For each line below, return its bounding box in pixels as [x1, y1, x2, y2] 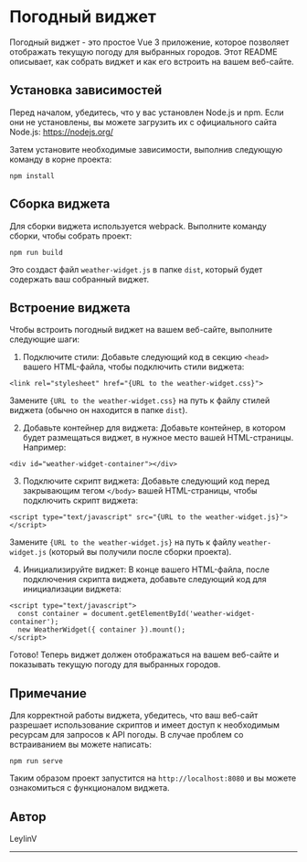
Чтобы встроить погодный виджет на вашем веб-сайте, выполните [9, 325, 272, 335]
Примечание [9, 686, 87, 701]
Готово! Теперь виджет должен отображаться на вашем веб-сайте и [9, 649, 280, 660]
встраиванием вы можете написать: [9, 739, 153, 750]
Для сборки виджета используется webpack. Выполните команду [9, 220, 267, 231]
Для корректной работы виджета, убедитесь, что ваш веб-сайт [9, 710, 259, 721]
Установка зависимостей [9, 82, 163, 98]
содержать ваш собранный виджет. [9, 273, 150, 284]
